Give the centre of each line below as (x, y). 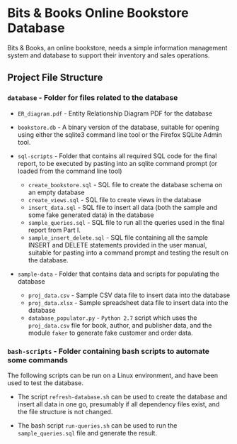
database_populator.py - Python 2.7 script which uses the (112, 318)
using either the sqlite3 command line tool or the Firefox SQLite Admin (120, 134)
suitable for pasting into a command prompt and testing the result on (128, 252)
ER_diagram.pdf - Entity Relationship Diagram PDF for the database (115, 113)
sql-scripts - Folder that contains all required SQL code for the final (117, 156)
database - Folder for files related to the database (93, 98)
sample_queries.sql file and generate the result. (87, 433)
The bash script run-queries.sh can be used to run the (97, 425)
